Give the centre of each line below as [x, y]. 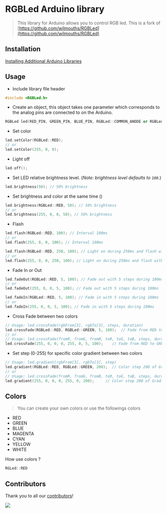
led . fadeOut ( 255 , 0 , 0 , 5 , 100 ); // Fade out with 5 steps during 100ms [82, 289]
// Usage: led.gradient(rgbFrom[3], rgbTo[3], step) [61, 362]
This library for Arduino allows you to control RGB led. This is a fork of [89, 23]
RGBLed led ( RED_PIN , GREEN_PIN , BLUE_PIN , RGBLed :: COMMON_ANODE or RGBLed [84, 122]
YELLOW [21, 444]
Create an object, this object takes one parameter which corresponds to [86, 107]
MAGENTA [23, 434]
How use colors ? [23, 459]
